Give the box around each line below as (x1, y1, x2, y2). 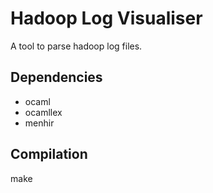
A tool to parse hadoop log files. (10, 40, 143, 52)
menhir (24, 117, 55, 129)
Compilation (10, 146, 88, 163)
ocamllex (24, 106, 63, 118)
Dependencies (10, 69, 103, 86)
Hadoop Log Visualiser (10, 7, 203, 30)
